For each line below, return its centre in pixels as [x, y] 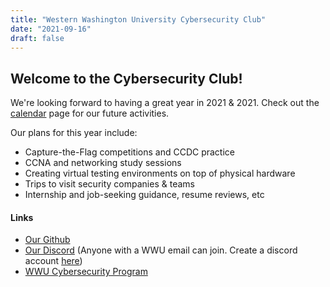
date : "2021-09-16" [51, 29]
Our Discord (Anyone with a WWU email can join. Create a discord [161, 250]
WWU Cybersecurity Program [86, 272]
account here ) [53, 261]
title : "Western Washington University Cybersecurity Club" [138, 19]
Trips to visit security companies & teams [109, 184]
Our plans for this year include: [74, 133]
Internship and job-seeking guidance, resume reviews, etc [144, 195]
